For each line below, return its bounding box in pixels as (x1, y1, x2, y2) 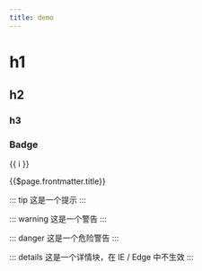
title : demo (9, 13, 54, 22)
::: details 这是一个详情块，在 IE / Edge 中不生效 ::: (9, 252, 195, 263)
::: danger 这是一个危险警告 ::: (9, 232, 119, 243)
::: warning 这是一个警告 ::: (9, 214, 108, 224)
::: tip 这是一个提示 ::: (9, 195, 87, 205)
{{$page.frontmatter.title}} (9, 176, 106, 187)
